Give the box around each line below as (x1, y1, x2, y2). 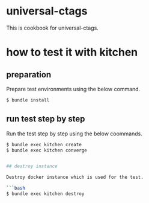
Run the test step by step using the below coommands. (6, 130, 142, 137)
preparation (6, 69, 52, 80)
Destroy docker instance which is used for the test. (6, 174, 144, 181)
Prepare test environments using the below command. (6, 85, 141, 92)
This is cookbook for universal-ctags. (6, 24, 99, 31)
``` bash (6, 185, 26, 192)
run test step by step (6, 114, 85, 124)
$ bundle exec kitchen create (6, 141, 82, 147)
